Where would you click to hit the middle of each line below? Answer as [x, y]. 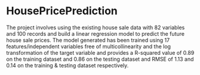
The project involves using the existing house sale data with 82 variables [96, 27]
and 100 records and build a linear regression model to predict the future [96, 33]
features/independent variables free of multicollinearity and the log [89, 46]
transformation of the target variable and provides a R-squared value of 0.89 [100, 52]
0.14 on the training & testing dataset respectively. [67, 65]
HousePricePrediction [62, 11]
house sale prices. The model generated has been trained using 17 [88, 40]
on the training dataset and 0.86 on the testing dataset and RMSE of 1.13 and [100, 59]
